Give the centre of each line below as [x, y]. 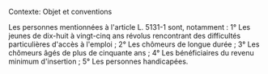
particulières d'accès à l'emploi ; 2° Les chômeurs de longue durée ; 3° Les [134, 44]
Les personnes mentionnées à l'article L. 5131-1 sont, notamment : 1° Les [130, 27]
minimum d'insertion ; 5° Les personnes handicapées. [98, 61]
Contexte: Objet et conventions [60, 12]
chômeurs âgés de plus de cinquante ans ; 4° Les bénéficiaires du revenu [132, 53]
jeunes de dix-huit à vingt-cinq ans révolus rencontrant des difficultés [125, 36]
